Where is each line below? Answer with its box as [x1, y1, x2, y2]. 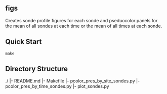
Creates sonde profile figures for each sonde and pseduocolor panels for [5, 17, 158, 23]
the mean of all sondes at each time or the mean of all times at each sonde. [5, 23, 162, 29]
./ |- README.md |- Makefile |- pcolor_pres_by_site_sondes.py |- [5, 78, 140, 84]
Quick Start [5, 37, 42, 46]
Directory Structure [5, 65, 68, 73]
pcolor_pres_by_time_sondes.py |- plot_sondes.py [5, 83, 110, 89]
